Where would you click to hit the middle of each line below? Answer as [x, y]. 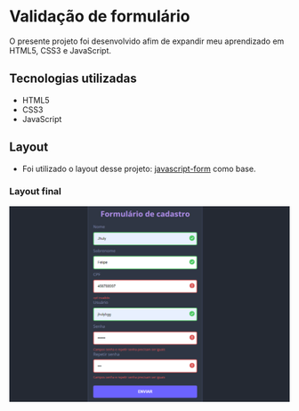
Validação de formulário [100, 16]
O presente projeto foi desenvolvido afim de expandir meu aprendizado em [147, 41]
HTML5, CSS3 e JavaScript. [61, 50]
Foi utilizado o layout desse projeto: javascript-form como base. [139, 169]
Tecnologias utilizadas [73, 79]
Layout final [36, 192]
